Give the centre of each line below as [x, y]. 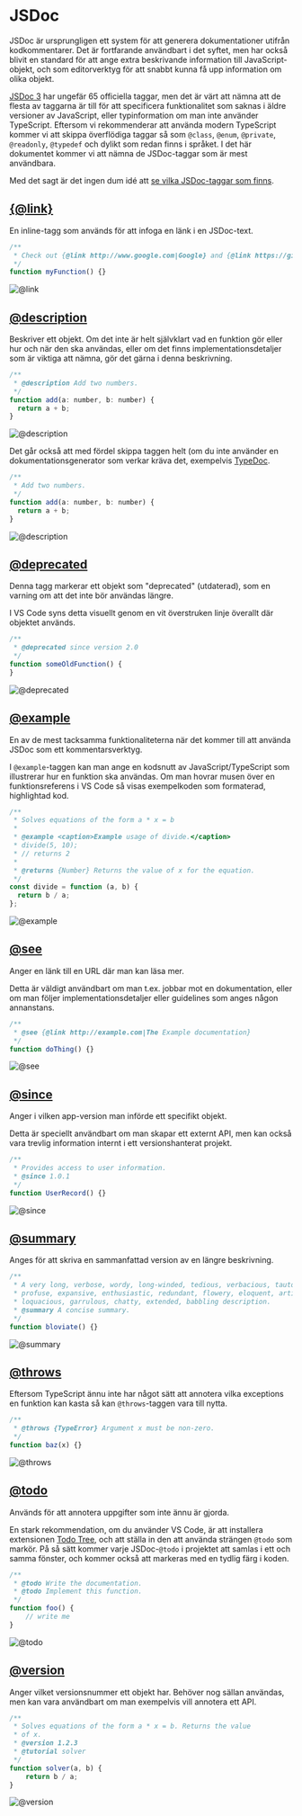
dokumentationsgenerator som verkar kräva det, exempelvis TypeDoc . [140, 461]
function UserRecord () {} [58, 1193]
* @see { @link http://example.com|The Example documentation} [132, 1032]
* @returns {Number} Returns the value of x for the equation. [134, 870]
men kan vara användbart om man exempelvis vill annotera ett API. [133, 1702]
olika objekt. [32, 78]
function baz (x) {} [46, 1445]
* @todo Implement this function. [78, 1592]
